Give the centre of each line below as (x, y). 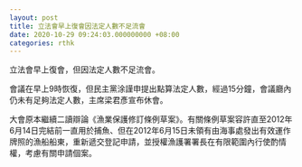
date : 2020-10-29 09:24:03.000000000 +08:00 (94, 34)
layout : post (34, 18)
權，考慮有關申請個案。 (53, 153)
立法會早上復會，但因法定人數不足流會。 (85, 70)
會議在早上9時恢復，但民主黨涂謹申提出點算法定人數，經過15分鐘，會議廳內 (151, 89)
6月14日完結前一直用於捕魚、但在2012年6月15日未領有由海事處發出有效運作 (150, 131)
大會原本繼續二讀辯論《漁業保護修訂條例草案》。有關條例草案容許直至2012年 (151, 119)
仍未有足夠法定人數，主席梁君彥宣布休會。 (89, 100)
